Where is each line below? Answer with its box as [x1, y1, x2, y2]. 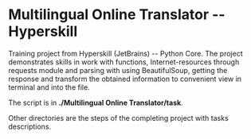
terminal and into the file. [8, 82, 90, 92]
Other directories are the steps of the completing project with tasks [8, 113, 229, 122]
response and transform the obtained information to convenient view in [8, 74, 241, 83]
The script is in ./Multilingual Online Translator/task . [8, 98, 183, 107]
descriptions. [8, 122, 52, 131]
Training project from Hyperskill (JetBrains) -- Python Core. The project [8, 48, 243, 58]
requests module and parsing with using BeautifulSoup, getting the [8, 65, 228, 75]
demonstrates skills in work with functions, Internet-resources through [8, 57, 240, 67]
